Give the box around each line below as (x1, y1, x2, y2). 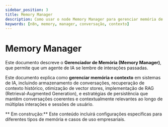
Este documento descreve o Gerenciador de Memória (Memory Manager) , (5, 60, 162, 66)
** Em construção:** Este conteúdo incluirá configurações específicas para (5, 111, 162, 117)
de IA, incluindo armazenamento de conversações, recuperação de (5, 80, 145, 86)
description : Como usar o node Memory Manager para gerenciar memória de (5, 17, 163, 22)
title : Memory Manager (5, 12, 53, 17)
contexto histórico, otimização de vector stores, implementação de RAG (5, 85, 154, 91)
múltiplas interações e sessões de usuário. (5, 101, 94, 107)
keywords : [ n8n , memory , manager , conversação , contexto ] (5, 21, 129, 27)
